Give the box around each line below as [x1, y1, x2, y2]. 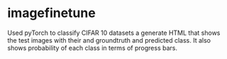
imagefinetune [7, 5, 96, 21]
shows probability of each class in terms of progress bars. [7, 43, 177, 52]
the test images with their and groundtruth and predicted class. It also [7, 36, 211, 44]
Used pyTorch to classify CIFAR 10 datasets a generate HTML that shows [7, 28, 221, 37]
